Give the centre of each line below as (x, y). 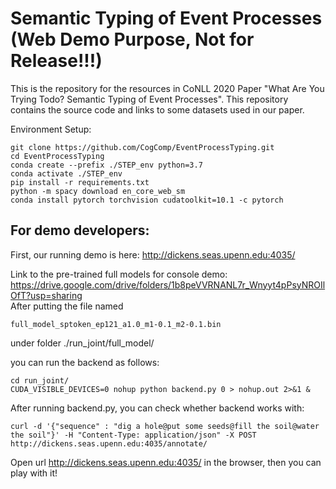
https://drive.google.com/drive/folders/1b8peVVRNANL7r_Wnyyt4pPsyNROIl (168, 284)
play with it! (34, 473)
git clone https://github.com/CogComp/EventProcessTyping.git (142, 147)
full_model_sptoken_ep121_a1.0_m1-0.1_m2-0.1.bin (116, 324)
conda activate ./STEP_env (66, 173)
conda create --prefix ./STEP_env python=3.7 (106, 165)
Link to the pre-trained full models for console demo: (119, 274)
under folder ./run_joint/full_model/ (82, 343)
